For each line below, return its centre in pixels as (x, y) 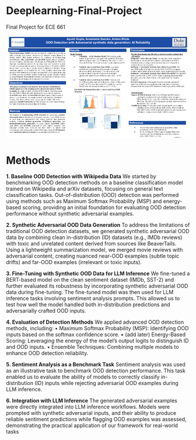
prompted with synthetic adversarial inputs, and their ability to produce (91, 413)
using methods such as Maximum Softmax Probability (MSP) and (84, 201)
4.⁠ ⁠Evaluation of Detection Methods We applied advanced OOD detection (95, 322)
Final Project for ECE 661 (36, 27)
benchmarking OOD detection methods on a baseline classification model (94, 183)
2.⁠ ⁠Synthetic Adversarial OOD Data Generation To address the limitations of (98, 225)
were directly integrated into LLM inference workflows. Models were (88, 407)
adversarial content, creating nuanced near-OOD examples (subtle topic (93, 256)
